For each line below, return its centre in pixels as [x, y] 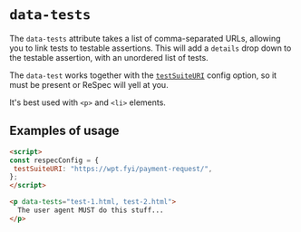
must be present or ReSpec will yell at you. [89, 84]
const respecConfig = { [54, 160]
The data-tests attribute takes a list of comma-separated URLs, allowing [145, 38]
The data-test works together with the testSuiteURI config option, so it [143, 75]
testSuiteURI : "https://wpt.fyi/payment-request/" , [113, 169]
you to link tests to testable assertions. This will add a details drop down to [150, 48]
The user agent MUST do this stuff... [91, 210]
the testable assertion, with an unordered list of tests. [109, 57]
